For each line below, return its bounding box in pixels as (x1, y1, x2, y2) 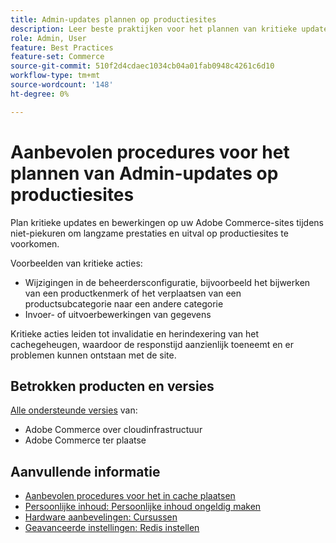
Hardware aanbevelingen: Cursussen (24, 511, 178, 523)
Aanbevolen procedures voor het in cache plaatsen (24, 490, 236, 502)
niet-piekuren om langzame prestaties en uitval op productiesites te (10, 227, 289, 239)
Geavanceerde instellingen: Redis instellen (24, 522, 200, 534)
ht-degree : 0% (10, 89, 70, 99)
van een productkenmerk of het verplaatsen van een (24, 287, 242, 299)
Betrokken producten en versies (10, 377, 215, 395)
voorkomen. (10, 237, 60, 250)
